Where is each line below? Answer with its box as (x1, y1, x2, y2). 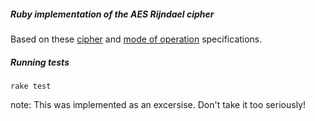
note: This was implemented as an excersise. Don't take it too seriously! (10, 98, 306, 110)
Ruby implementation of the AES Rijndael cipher (10, 8, 215, 20)
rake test (10, 81, 52, 91)
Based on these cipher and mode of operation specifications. (10, 33, 263, 45)
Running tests (10, 56, 70, 68)
